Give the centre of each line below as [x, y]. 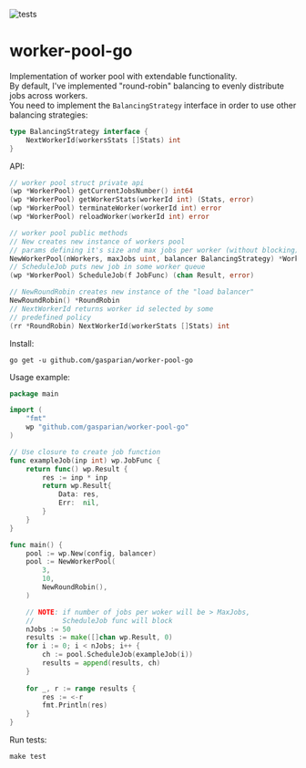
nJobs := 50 [48, 629]
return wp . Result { [77, 486]
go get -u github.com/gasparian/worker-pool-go [102, 360]
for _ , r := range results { [81, 689]
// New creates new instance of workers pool [97, 242]
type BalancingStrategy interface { [79, 131]
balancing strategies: [49, 115]
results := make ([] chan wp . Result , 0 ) [99, 638]
